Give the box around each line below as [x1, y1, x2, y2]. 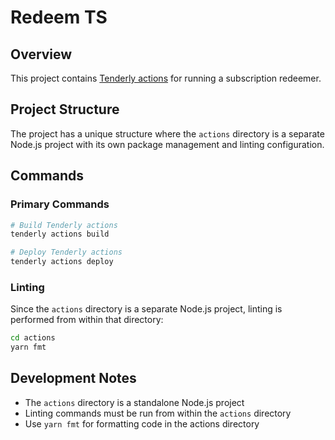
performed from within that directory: [10, 314, 164, 326]
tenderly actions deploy [10, 257, 114, 267]
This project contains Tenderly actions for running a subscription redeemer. [10, 72, 322, 84]
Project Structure [10, 101, 120, 118]
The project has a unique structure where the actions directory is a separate [10, 127, 325, 140]
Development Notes [10, 370, 137, 387]
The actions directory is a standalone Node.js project [24, 396, 245, 408]
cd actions [10, 333, 56, 343]
